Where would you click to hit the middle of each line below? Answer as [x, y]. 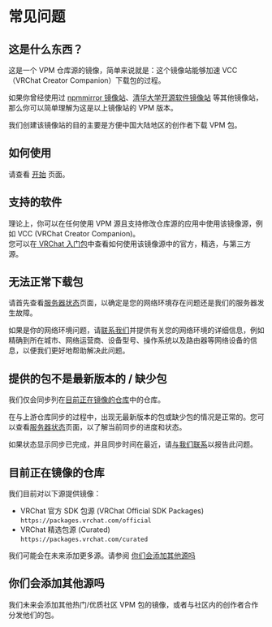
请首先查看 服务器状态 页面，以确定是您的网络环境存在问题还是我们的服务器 [133, 303]
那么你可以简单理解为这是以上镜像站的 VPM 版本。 [93, 108]
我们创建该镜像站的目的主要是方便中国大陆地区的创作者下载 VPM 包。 [125, 125]
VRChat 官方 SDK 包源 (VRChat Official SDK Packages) [112, 511]
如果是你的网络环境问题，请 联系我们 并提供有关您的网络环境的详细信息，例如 [136, 331]
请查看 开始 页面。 [39, 174]
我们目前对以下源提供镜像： [55, 494]
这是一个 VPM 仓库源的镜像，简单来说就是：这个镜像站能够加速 [114, 70]
